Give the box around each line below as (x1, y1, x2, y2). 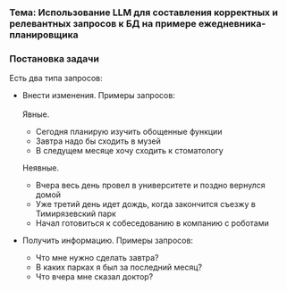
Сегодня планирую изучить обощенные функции (35, 127, 223, 137)
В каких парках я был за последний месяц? (35, 262, 203, 273)
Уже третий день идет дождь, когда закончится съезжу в (35, 199, 257, 210)
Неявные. (21, 162, 60, 173)
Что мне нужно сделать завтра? (35, 253, 159, 263)
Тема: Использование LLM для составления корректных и (9, 6, 279, 19)
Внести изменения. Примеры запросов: (21, 90, 176, 101)
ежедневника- (198, 17, 266, 29)
